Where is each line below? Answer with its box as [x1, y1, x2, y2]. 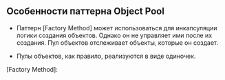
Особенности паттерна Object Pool [6, 6, 164, 17]
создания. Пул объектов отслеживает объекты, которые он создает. [16, 38, 218, 47]
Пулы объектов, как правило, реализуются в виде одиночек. [16, 52, 196, 60]
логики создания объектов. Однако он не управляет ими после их [16, 31, 213, 39]
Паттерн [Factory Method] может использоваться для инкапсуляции [16, 23, 217, 32]
